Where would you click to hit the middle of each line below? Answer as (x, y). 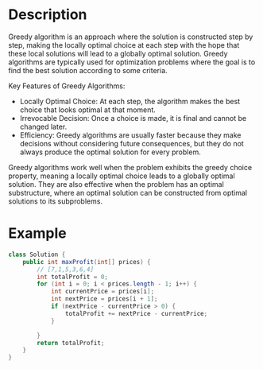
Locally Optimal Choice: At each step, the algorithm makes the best (130, 101)
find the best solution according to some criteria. (88, 70)
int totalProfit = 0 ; (73, 277)
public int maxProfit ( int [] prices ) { (87, 262)
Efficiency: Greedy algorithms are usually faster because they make (130, 135)
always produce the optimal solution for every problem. (110, 152)
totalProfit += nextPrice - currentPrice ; (136, 313)
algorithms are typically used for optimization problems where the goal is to (132, 62)
